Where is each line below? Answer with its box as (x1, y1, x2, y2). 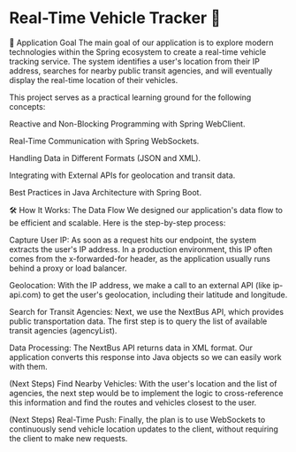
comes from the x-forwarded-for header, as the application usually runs (9, 253, 271, 264)
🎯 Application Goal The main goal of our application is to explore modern (9, 37, 274, 48)
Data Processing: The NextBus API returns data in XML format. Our (9, 342, 254, 353)
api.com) (9, 289, 42, 300)
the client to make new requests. (9, 433, 128, 443)
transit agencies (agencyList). (9, 325, 118, 335)
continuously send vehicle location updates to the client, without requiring (9, 424, 278, 434)
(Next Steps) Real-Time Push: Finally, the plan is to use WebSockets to (9, 414, 266, 425)
